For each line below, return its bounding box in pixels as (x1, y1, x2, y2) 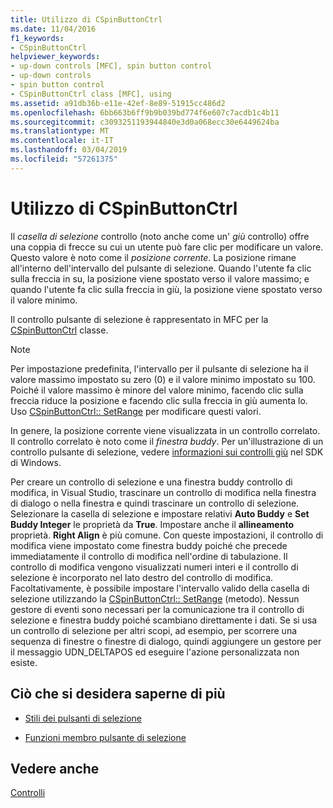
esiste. (10, 656, 38, 668)
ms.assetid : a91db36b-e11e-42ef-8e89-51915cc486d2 (10, 98, 226, 108)
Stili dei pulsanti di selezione (24, 712, 142, 724)
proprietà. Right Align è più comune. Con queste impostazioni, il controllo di (10, 529, 324, 541)
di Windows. (10, 456, 62, 468)
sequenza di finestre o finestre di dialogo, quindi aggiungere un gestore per (10, 635, 322, 647)
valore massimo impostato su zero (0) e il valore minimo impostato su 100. (10, 373, 316, 385)
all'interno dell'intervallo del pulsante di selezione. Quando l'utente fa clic (10, 262, 312, 274)
